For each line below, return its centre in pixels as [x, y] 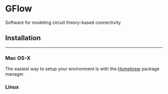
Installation [23, 38]
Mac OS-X [18, 58]
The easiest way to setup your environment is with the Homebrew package [82, 69]
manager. [15, 74]
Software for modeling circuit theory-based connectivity [63, 22]
